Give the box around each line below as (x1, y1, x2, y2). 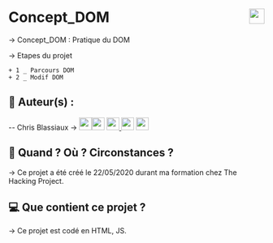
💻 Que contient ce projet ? (8, 200, 146, 214)
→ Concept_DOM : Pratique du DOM (8, 35, 130, 45)
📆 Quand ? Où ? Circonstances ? (8, 146, 175, 160)
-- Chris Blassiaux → (8, 122, 78, 132)
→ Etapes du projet (8, 50, 73, 60)
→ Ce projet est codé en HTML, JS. (8, 226, 128, 236)
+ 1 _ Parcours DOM (8, 66, 75, 75)
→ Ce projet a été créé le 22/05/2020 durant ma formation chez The (8, 167, 237, 177)
